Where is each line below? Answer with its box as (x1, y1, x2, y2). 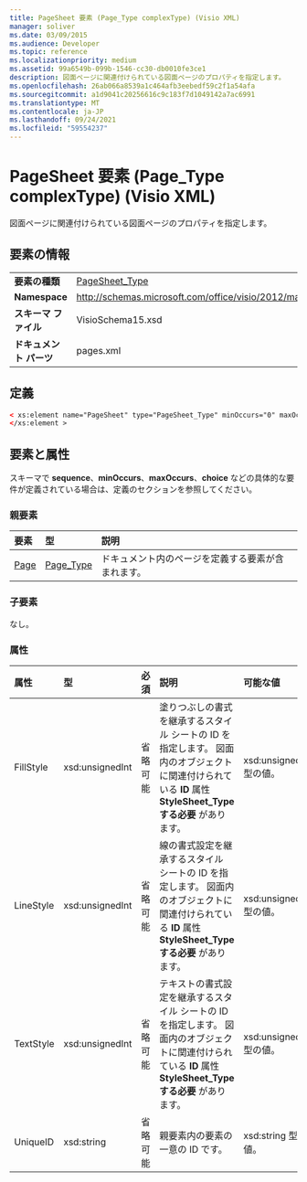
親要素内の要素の (159, 1130, 233, 1143)
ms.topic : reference (9, 48, 89, 57)
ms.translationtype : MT (9, 98, 101, 108)
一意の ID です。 (159, 1144, 228, 1156)
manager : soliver (9, 22, 76, 31)
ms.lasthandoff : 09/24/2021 (9, 115, 117, 124)
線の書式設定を (159, 839, 224, 852)
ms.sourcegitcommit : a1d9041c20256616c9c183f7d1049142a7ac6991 (9, 90, 256, 99)
